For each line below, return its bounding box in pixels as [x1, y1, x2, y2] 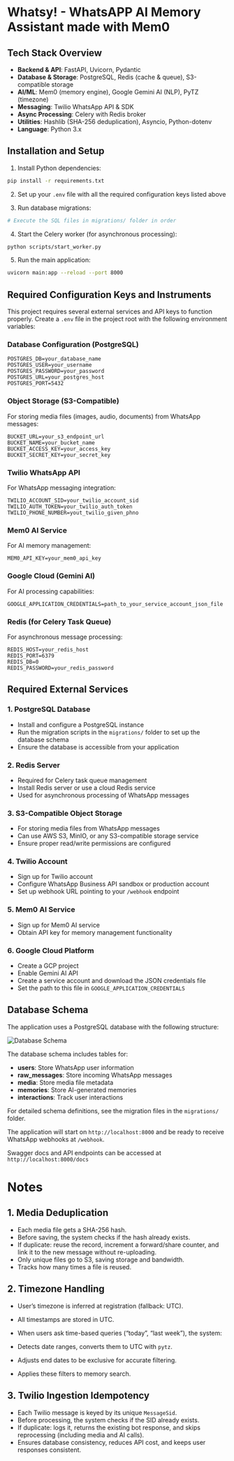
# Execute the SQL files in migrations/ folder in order [7, 217, 177, 224]
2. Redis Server [7, 760, 61, 770]
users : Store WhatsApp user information [17, 1063, 134, 1071]
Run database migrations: [17, 204, 92, 212]
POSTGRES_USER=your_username [7, 362, 92, 369]
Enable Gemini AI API [17, 969, 78, 977]
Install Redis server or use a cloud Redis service [17, 783, 156, 791]
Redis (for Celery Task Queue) [7, 616, 112, 626]
